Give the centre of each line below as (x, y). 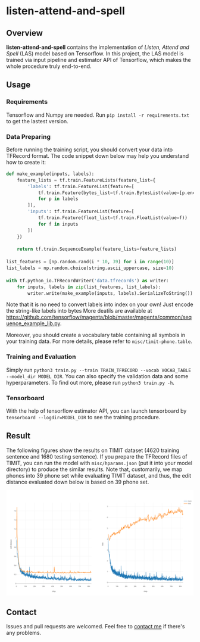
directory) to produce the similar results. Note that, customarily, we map (94, 469)
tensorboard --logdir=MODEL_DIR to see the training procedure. (83, 417)
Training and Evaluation (41, 357)
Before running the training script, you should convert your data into (90, 149)
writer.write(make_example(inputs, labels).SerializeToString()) (110, 293)
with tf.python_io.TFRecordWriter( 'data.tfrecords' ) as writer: (87, 281)
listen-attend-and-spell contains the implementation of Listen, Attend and (98, 47)
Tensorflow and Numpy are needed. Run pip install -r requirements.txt (98, 115)
